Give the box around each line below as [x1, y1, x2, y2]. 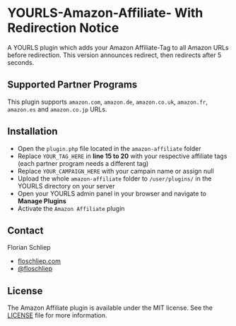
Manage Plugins [17, 196, 67, 205]
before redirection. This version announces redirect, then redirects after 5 [7, 51, 222, 59]
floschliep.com [17, 257, 61, 265]
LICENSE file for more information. [7, 311, 107, 320]
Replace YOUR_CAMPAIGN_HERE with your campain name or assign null [17, 167, 214, 175]
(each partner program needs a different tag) [17, 159, 149, 167]
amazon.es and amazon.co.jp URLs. [7, 104, 107, 114]
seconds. [7, 58, 35, 66]
